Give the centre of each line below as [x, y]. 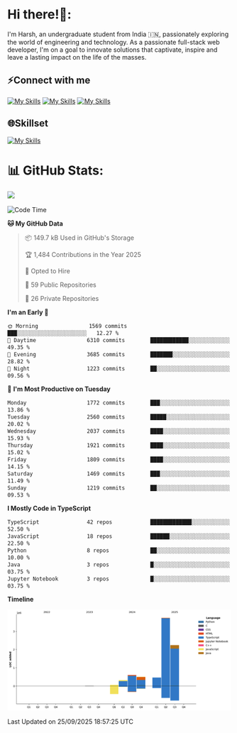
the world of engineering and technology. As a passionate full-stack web [114, 42]
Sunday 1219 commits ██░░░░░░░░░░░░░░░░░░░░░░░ [119, 488]
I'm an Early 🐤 [28, 312]
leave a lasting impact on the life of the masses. [77, 57]
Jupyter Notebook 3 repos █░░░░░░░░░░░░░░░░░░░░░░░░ [119, 579]
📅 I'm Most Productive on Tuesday [59, 389]
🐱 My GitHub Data [35, 224]
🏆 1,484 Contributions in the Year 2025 [83, 254]
